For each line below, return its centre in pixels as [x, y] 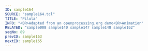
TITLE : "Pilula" [21, 18]
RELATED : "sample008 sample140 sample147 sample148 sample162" [70, 28]
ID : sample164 [19, 9]
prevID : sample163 [23, 37]
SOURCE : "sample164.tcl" [30, 14]
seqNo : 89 [15, 32]
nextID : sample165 [23, 41]
